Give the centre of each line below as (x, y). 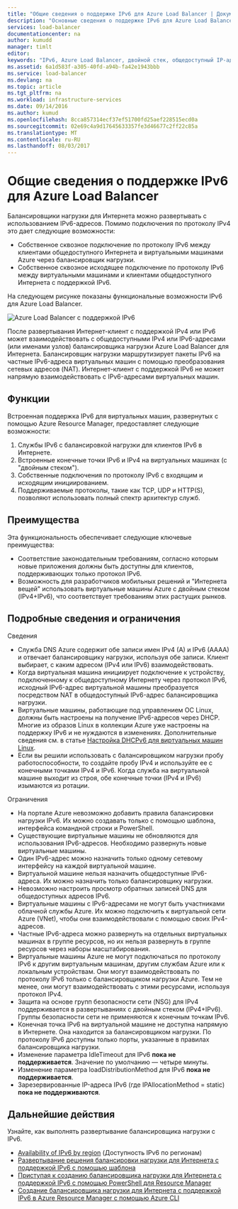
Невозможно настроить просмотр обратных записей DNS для (112, 888)
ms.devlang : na (30, 80)
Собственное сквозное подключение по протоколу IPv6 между (114, 245)
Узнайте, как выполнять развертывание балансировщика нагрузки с (112, 1132)
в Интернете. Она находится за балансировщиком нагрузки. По (114, 1031)
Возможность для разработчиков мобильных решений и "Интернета (122, 581)
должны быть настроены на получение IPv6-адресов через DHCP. (119, 717)
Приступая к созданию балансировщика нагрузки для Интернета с (119, 1176)
